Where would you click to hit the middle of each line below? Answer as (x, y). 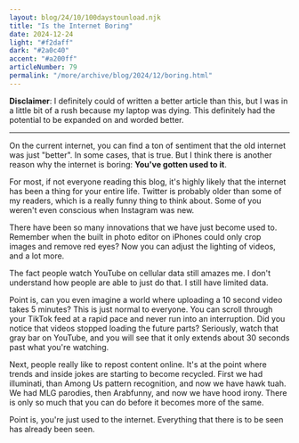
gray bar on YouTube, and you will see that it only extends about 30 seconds (149, 337)
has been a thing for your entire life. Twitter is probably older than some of (145, 191)
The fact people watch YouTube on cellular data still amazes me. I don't (140, 273)
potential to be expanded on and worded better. (97, 119)
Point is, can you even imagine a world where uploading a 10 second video (146, 299)
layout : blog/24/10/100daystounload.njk (85, 17)
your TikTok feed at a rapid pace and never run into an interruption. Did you (147, 318)
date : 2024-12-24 (41, 34)
